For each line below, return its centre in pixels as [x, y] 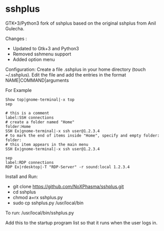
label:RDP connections [30, 162]
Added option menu [34, 59]
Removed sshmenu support [42, 54]
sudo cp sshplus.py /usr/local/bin [48, 203]
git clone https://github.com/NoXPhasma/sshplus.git [68, 186]
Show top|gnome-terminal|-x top [40, 100]
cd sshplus [24, 192]
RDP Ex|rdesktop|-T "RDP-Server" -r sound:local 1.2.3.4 [68, 167]
